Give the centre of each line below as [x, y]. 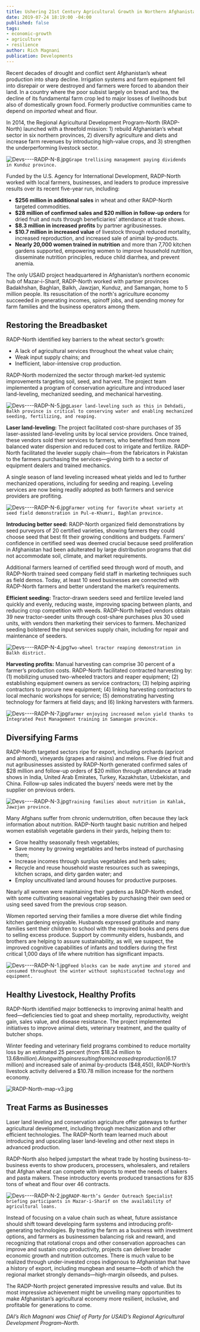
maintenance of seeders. [37, 636]
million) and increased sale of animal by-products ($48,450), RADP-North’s [98, 1065]
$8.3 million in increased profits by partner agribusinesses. [88, 225]
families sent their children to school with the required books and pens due [98, 928]
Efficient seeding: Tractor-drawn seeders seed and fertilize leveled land [95, 598]
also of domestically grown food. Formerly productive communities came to [99, 104]
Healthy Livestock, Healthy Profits [71, 995]
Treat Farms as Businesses [57, 1108]
